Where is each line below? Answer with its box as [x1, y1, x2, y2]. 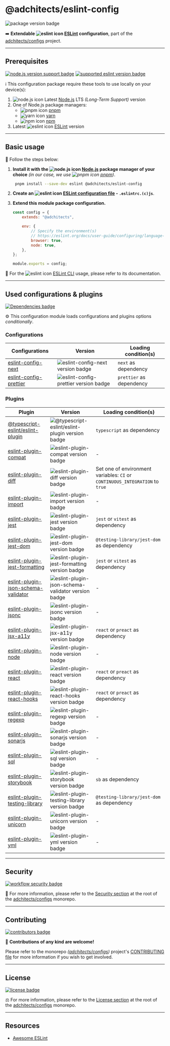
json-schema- [8, 584, 44, 591]
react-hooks [8, 695, 38, 702]
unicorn [8, 820, 26, 827]
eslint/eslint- [8, 426, 39, 434]
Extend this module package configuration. [12, 200, 106, 206]
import [8, 500, 24, 508]
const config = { [12, 210, 50, 215]
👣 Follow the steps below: [5, 156, 59, 162]
